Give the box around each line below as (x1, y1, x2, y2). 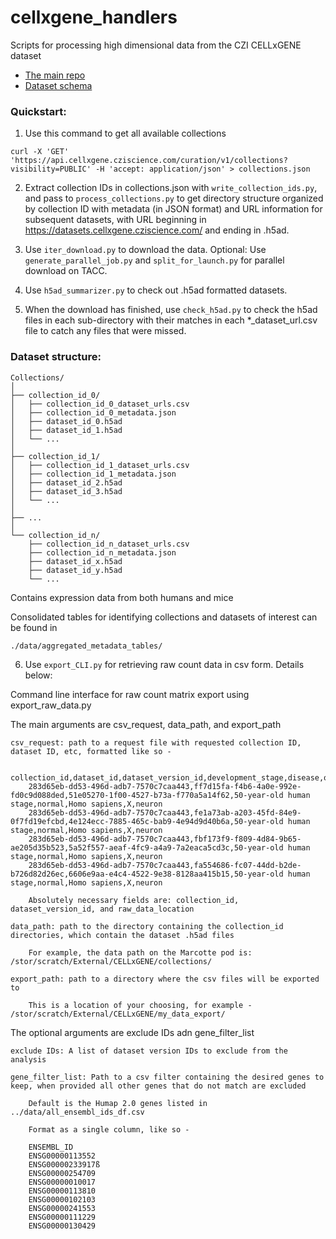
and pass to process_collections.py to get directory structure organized (24, 192, 324, 205)
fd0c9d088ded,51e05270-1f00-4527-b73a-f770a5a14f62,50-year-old (10, 790, 284, 800)
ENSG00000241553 (28, 1203, 97, 1213)
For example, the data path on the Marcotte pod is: (28, 947, 253, 958)
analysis (10, 1054, 47, 1065)
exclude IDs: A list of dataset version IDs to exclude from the (10, 1046, 288, 1056)
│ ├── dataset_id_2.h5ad (10, 477, 123, 488)
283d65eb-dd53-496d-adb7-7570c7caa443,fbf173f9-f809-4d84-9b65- (28, 834, 302, 844)
